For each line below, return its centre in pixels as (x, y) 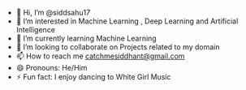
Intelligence (35, 30)
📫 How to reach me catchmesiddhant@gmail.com (100, 56)
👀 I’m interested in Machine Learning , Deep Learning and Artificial (127, 21)
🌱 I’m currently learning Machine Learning (86, 38)
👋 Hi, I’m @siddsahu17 (53, 13)
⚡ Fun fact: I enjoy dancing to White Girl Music (93, 77)
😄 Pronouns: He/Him (52, 68)
